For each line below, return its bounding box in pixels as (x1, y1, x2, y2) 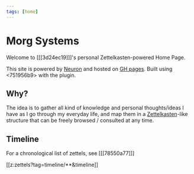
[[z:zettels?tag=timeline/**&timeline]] (6, 161, 99, 169)
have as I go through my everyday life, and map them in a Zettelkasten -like (6, 111, 188, 118)
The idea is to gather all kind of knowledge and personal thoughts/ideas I (6, 104, 185, 111)
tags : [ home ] (6, 8, 38, 15)
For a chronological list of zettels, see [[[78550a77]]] (6, 150, 135, 157)
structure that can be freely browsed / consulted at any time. (6, 117, 154, 124)
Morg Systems (6, 34, 80, 47)
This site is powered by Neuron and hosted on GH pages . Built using (6, 65, 173, 72)
